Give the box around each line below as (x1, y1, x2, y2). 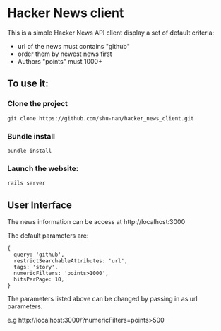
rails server (7, 180, 46, 187)
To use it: (7, 78, 49, 90)
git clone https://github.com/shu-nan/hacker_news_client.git (7, 115, 194, 122)
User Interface (7, 199, 73, 211)
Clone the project (7, 99, 68, 109)
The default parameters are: (7, 231, 89, 240)
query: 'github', (13, 251, 65, 259)
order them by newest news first (17, 50, 112, 58)
